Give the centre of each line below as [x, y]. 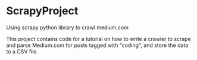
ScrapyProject [42, 11]
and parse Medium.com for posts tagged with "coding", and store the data [97, 45]
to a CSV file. [22, 51]
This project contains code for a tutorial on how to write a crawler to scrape [99, 39]
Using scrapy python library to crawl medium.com [68, 27]
